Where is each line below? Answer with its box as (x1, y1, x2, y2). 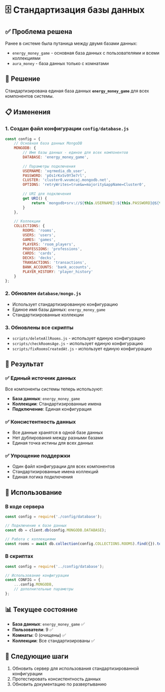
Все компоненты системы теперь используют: (5, 386, 103, 392)
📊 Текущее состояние (5, 605, 78, 614)
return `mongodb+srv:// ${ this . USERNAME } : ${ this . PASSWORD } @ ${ (31, 201, 160, 206)
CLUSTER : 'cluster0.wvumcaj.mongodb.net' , (23, 177, 111, 183)
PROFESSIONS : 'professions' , (23, 246, 82, 251)
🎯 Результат (5, 360, 44, 368)
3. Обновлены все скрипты (5, 324, 74, 331)
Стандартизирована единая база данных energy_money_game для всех (5, 88, 149, 94)
